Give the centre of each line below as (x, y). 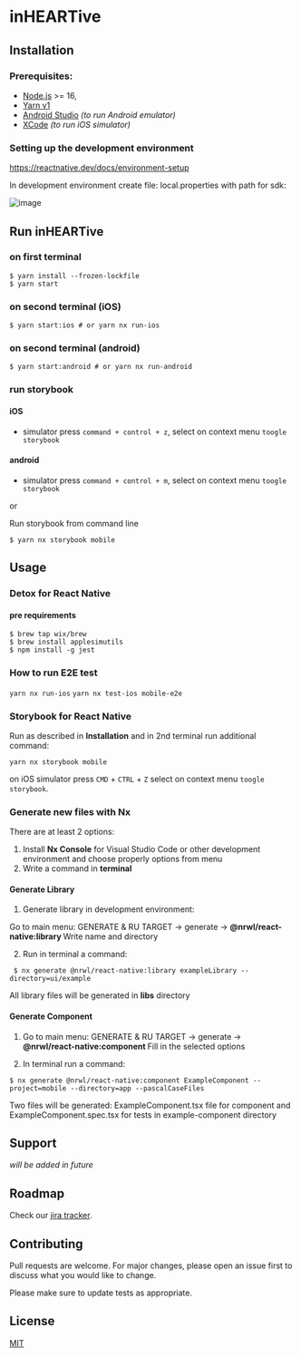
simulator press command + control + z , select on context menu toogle (155, 431)
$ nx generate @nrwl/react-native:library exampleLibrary (125, 971)
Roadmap (37, 1193)
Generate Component (51, 1016)
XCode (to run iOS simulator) (77, 124)
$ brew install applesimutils (67, 642)
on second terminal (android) (75, 348)
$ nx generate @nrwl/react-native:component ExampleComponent (129, 1081)
